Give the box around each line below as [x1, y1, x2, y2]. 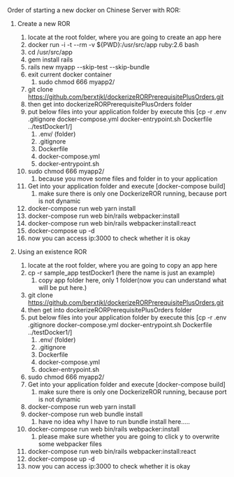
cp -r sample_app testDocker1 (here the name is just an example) [27, 269, 215, 277]
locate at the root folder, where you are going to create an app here [27, 33, 221, 41]
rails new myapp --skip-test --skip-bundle [27, 63, 150, 71]
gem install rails [27, 55, 73, 64]
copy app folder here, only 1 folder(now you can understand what [38, 276, 227, 284]
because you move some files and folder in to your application [38, 174, 218, 183]
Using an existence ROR [17, 248, 87, 256]
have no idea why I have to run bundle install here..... [38, 417, 191, 426]
